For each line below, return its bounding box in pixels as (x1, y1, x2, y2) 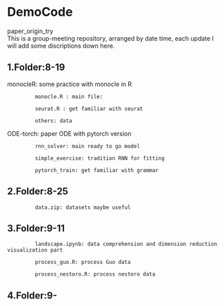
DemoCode (7, 4, 73, 20)
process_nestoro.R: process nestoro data (34, 271, 156, 278)
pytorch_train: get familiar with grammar (34, 167, 159, 174)
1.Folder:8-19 (7, 61, 65, 73)
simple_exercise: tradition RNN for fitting (34, 154, 165, 162)
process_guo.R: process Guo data (34, 259, 131, 266)
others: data (34, 117, 72, 124)
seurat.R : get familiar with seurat (34, 105, 143, 112)
